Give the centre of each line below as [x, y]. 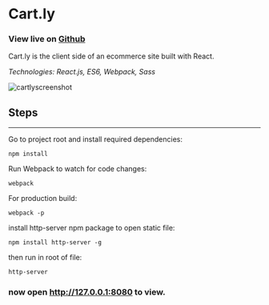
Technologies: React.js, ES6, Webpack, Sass [82, 72]
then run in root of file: [45, 258]
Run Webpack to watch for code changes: [78, 169]
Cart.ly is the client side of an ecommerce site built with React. [111, 56]
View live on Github [47, 39]
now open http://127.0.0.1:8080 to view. [87, 292]
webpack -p [26, 213]
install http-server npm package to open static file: [92, 228]
